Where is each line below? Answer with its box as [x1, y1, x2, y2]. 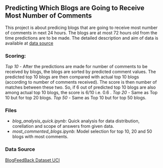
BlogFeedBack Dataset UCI [5, 157, 60, 163]
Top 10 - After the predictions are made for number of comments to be [5, 64, 148, 70]
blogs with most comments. [12, 134, 69, 140]
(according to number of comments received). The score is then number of [5, 79, 157, 85]
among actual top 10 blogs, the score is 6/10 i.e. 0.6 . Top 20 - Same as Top [5, 90, 158, 96]
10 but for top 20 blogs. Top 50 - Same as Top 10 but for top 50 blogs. [5, 95, 146, 101]
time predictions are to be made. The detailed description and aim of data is [5, 35, 159, 41]
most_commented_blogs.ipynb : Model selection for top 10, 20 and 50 [12, 128, 152, 134]
